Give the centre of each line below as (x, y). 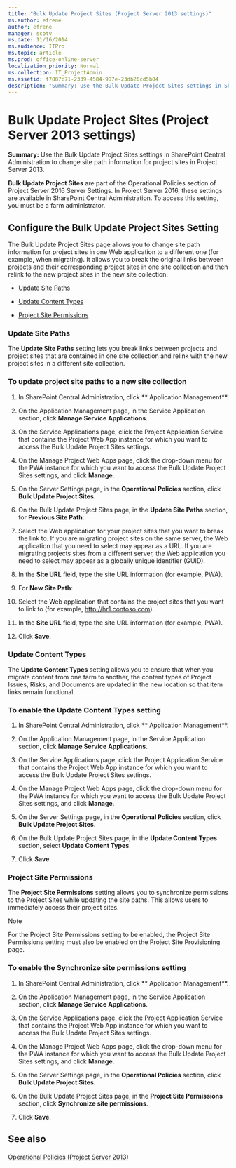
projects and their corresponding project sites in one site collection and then (118, 267)
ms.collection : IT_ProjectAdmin (55, 72)
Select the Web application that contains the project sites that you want (121, 602)
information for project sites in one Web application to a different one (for (113, 252)
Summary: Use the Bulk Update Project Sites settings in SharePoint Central (117, 154)
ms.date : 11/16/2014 (38, 40)
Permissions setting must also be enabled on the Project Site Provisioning (114, 942)
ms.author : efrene (35, 20)
